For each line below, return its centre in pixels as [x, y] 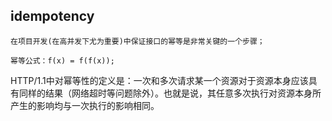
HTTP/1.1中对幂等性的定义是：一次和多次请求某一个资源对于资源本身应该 [159, 80]
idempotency [52, 16]
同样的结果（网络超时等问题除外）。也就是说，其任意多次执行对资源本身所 [170, 93]
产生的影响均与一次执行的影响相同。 [85, 105]
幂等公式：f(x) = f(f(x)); [62, 60]
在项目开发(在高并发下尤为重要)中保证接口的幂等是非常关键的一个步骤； [137, 41]
